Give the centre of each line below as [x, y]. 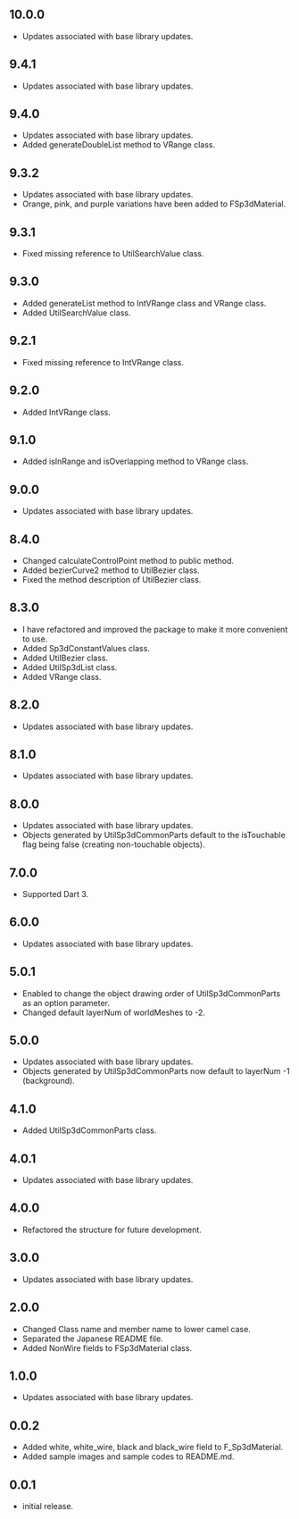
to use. [35, 639]
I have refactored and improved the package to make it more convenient [155, 629]
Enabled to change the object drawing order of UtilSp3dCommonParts [151, 993]
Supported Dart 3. [55, 894]
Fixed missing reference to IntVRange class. [103, 362]
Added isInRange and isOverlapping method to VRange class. [135, 462]
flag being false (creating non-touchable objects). [113, 844]
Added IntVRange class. [66, 412]
